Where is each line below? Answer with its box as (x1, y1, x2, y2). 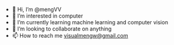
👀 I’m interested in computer (12, 12, 83, 19)
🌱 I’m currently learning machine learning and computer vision (12, 19, 169, 26)
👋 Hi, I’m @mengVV (12, 6, 62, 13)
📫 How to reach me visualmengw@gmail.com (12, 32, 128, 39)
